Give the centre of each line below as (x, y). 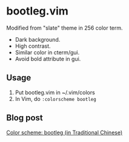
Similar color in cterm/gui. (47, 52)
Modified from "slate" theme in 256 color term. (64, 28)
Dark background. (38, 39)
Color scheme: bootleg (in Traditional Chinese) (64, 132)
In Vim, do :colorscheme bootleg (56, 98)
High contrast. (33, 46)
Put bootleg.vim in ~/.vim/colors (55, 92)
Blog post (25, 118)
